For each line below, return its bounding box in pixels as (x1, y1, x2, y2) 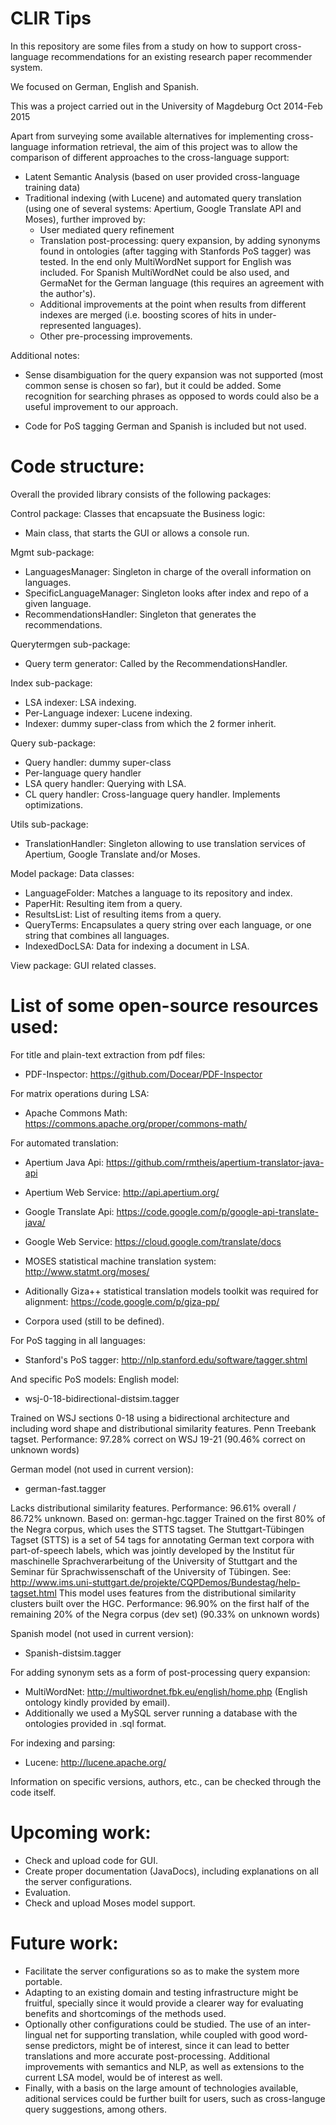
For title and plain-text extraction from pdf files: (10, 1048, 206, 1061)
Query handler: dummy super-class (24, 756, 172, 768)
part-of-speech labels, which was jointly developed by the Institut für (10, 1544, 295, 1556)
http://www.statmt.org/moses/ (24, 1265, 150, 1277)
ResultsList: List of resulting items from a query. (24, 908, 222, 920)
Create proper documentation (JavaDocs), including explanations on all (24, 1865, 319, 1877)
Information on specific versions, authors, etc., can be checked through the (10, 1775, 322, 1787)
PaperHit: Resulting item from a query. (24, 897, 183, 909)
